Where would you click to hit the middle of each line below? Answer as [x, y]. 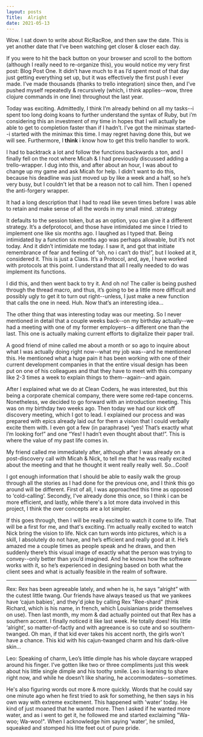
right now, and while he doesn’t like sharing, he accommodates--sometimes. [101, 678]
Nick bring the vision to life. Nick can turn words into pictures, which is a [96, 533]
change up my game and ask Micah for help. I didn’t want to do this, [91, 171]
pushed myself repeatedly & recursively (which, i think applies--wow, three [100, 91]
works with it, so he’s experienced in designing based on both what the [95, 566]
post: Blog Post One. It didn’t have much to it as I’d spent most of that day [98, 71]
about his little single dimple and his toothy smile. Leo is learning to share [97, 671]
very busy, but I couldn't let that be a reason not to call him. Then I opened [99, 184]
